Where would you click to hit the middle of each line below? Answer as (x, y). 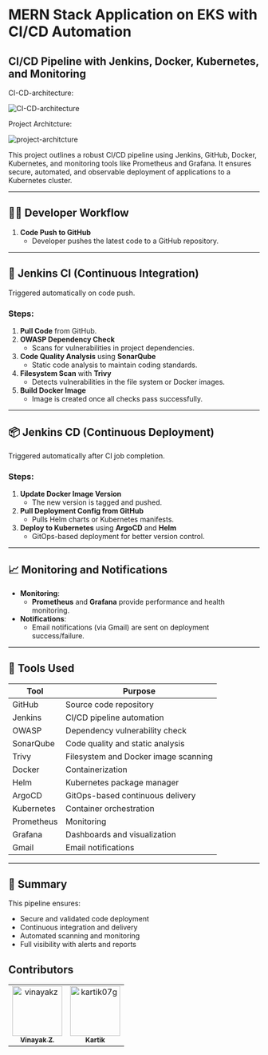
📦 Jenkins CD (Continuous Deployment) (112, 432)
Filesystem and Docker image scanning (139, 756)
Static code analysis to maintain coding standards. (114, 365)
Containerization (96, 769)
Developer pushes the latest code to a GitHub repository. (125, 241)
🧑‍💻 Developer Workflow (69, 213)
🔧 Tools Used (41, 668)
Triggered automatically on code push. (72, 293)
